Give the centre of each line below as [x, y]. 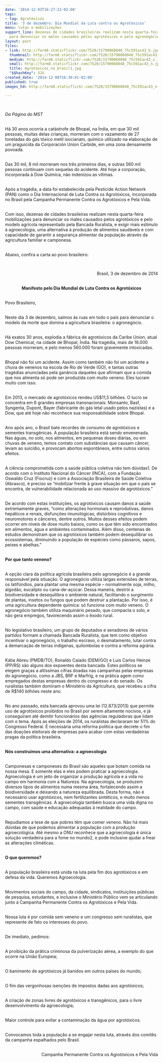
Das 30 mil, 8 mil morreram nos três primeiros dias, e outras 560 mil [73, 164]
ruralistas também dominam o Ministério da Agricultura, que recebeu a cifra [81, 686]
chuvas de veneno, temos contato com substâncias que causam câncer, [77, 443]
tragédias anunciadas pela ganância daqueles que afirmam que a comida [78, 372]
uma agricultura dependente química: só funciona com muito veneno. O [77, 605]
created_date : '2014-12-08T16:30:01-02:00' [50, 77]
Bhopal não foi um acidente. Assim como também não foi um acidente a [77, 362]
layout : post [18, 41]
